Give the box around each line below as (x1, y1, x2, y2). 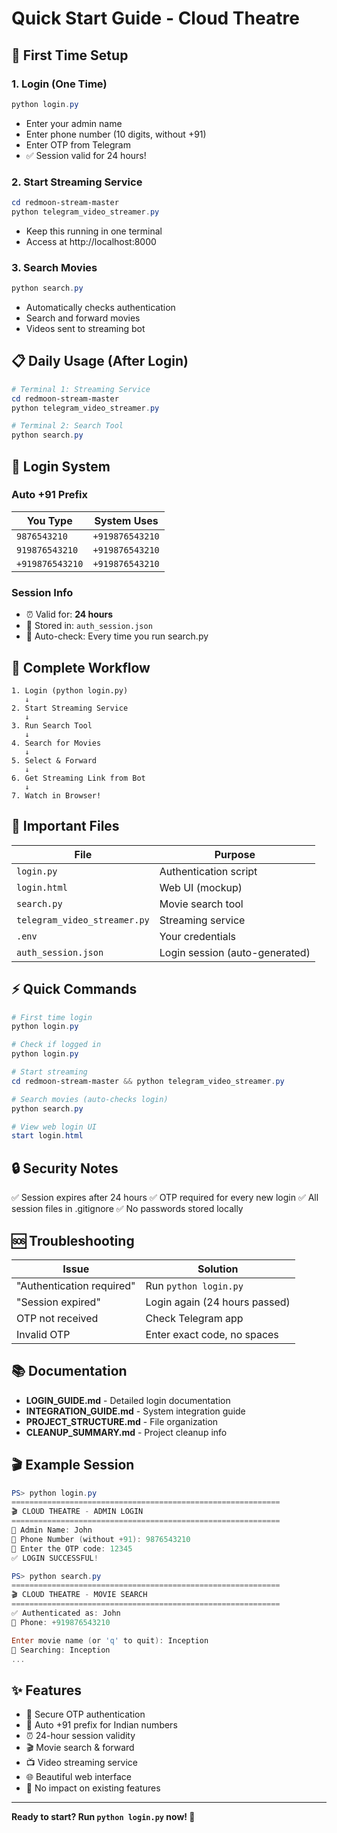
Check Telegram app (145, 1311, 244, 1325)
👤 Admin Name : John (11, 1525, 93, 1536)
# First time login (11, 1012, 93, 1022)
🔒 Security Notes (11, 1160, 119, 1177)
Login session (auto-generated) (159, 945, 311, 959)
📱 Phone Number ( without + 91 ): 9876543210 (11, 1534, 191, 1544)
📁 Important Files (11, 818, 120, 835)
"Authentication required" (16, 1278, 136, 1292)
